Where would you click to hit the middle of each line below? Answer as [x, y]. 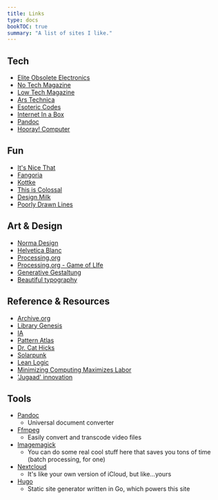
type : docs [23, 20]
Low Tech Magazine [46, 92]
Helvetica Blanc [39, 250]
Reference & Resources [59, 302]
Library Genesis [40, 325]
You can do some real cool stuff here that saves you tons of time [119, 452]
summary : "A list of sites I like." [60, 33]
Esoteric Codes [39, 107]
